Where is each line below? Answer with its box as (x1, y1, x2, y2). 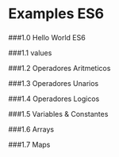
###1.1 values (8, 48, 52, 58)
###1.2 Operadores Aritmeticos (8, 64, 111, 73)
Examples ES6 (8, 5, 105, 23)
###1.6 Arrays (8, 125, 54, 134)
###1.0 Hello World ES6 (8, 33, 86, 43)
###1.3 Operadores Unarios (8, 79, 99, 88)
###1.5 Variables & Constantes (8, 110, 109, 119)
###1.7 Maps (8, 140, 51, 150)
